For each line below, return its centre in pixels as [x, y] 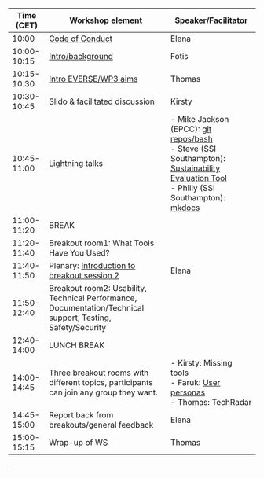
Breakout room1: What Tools [101, 243]
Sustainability [195, 168]
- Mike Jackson [200, 119]
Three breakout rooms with [99, 373]
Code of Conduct [80, 39]
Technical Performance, [93, 298]
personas [188, 392]
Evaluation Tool [199, 178]
